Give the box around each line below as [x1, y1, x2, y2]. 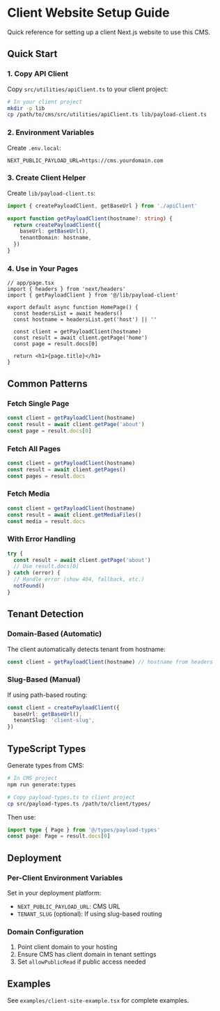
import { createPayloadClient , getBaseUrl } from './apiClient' [7, 202, 198, 210]
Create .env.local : [7, 143, 61, 152]
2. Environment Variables [7, 127, 95, 137]
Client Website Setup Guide [7, 5, 170, 21]
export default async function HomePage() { [7, 304, 139, 311]
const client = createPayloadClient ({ [7, 704, 120, 711]
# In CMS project [7, 775, 58, 782]
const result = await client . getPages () [7, 466, 127, 473]
